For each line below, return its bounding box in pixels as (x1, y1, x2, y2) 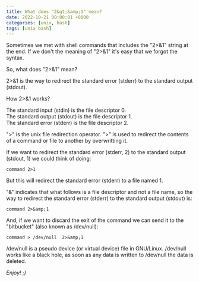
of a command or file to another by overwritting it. (6, 137, 128, 145)
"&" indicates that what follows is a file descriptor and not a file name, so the (6, 189, 193, 196)
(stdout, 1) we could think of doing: (6, 155, 91, 162)
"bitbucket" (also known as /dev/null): (6, 223, 99, 230)
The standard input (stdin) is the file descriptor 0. (6, 106, 127, 114)
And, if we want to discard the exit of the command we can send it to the (6, 217, 184, 224)
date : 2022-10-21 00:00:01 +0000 (6, 14, 89, 20)
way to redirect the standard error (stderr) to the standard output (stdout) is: (6, 195, 192, 202)
